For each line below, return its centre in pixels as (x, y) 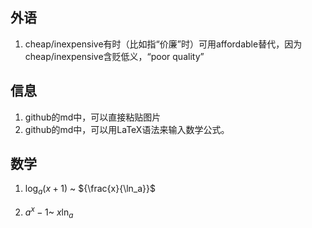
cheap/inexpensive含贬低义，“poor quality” (114, 56)
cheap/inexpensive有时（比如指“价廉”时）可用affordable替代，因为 (163, 44)
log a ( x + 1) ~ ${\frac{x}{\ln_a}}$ (90, 190)
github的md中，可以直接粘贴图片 (93, 117)
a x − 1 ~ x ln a (49, 212)
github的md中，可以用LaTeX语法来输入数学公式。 (127, 129)
